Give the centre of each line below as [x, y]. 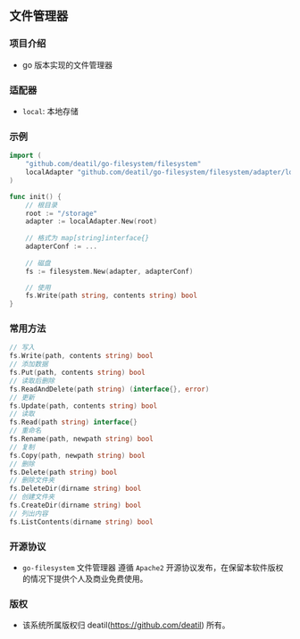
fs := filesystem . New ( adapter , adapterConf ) [109, 271]
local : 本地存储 [50, 111]
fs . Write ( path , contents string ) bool [81, 356]
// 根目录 [42, 205]
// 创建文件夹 [32, 497]
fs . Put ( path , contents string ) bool [77, 373]
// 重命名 [25, 431]
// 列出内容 [29, 513]
